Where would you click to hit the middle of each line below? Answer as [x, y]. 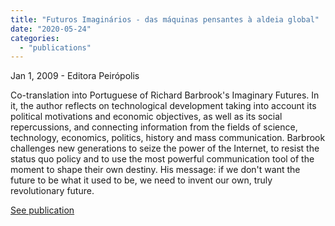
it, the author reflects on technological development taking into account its [163, 106]
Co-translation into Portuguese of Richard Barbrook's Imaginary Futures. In [165, 95]
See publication [42, 210]
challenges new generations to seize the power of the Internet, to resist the [165, 148]
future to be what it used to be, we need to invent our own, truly [141, 180]
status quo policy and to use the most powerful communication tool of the [162, 159]
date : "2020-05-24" [51, 29]
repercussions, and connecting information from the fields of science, [154, 127]
